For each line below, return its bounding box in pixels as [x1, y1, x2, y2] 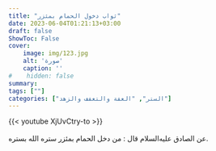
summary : [8, 79, 38, 87]
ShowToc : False [8, 34, 60, 43]
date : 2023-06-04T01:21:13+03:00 [8, 19, 121, 27]
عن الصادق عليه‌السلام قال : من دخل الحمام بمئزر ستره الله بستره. [8, 134, 209, 144]
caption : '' [23, 65, 63, 73]
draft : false [8, 27, 53, 35]
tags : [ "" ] [8, 86, 45, 95]
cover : [8, 42, 31, 50]
